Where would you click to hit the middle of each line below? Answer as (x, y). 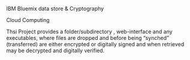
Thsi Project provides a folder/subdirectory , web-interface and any (89, 31)
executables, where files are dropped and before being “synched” (88, 38)
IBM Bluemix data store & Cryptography (55, 9)
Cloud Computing (28, 20)
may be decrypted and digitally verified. (55, 50)
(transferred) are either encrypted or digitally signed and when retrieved (95, 44)
